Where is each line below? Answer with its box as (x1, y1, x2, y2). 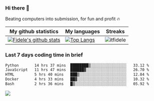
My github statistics (9, 28, 59, 35)
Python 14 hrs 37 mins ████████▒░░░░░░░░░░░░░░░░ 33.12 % (5, 62, 149, 68)
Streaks (106, 28, 125, 35)
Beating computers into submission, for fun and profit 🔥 (5, 16, 120, 22)
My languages (65, 28, 100, 35)
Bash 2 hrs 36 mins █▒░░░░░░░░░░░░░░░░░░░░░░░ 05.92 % (5, 81, 149, 86)
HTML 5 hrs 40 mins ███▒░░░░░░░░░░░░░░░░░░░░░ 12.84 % (5, 72, 149, 77)
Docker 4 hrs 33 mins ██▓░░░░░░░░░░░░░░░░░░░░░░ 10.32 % (5, 77, 149, 82)
